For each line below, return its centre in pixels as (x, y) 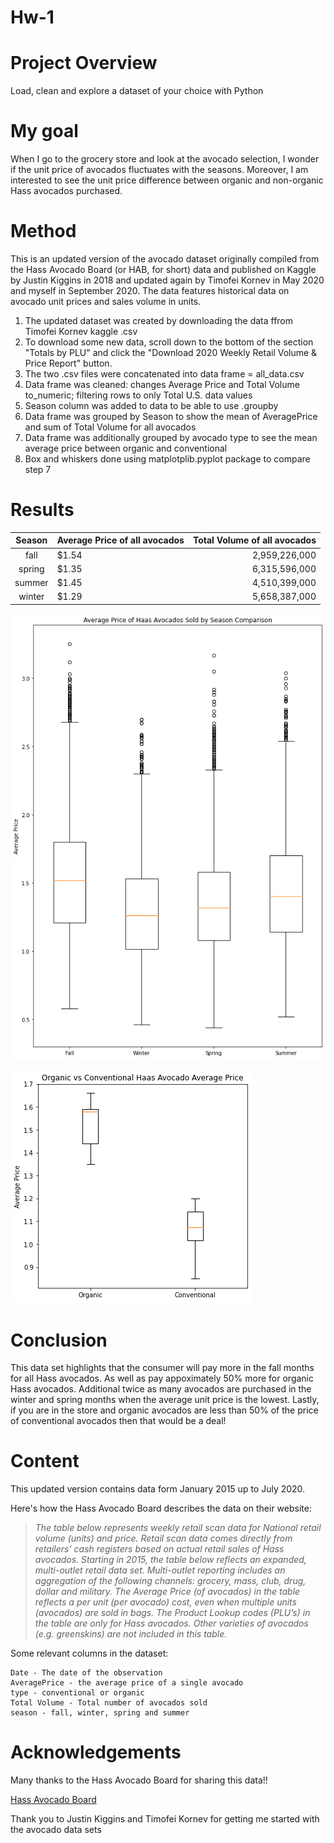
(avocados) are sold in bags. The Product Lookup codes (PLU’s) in (172, 1613)
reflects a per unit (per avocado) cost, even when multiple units (165, 1602)
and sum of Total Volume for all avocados (110, 427)
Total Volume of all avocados (254, 540)
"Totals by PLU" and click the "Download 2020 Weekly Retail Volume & (171, 352)
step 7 (38, 469)
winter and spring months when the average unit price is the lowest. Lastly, (165, 1400)
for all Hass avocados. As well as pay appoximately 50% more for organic (162, 1378)
